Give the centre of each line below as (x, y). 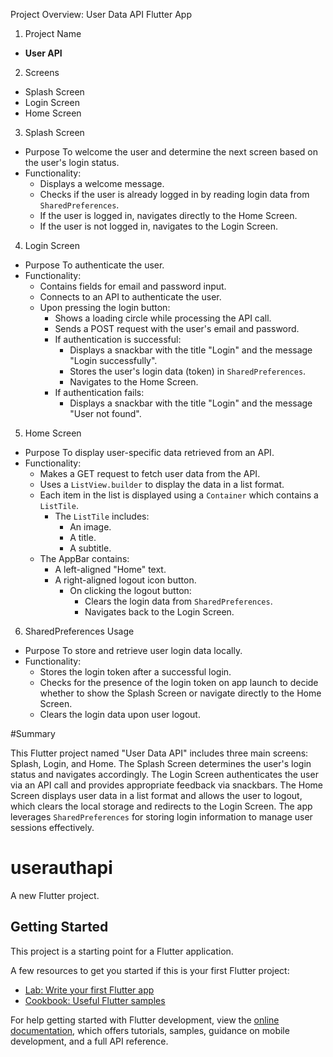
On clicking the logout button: (130, 590)
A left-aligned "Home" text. (110, 569)
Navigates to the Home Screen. (134, 382)
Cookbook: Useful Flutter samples (95, 1000)
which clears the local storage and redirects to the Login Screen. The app (161, 806)
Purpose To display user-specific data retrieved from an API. (149, 452)
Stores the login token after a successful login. (135, 672)
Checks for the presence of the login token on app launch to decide (179, 682)
